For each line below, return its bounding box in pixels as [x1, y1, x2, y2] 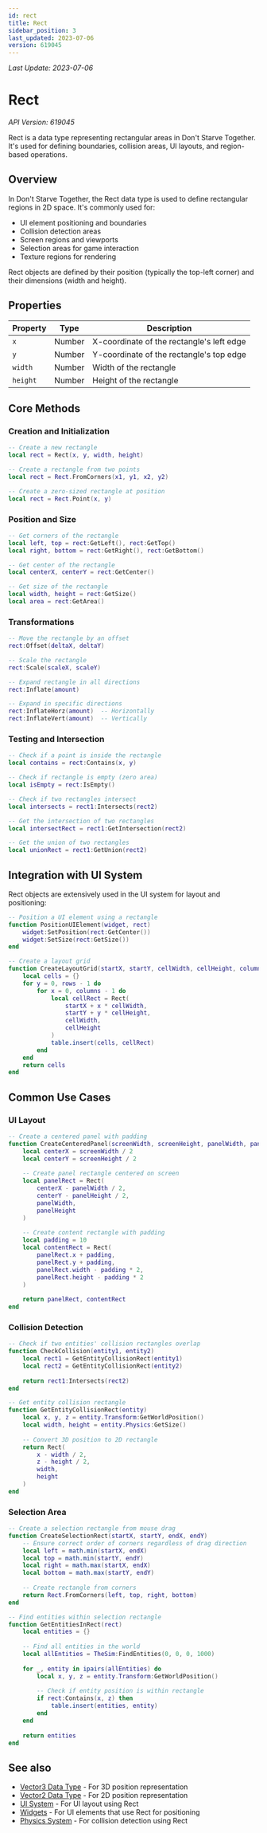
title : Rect [8, 19, 48, 27]
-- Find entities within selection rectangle [8, 1613, 161, 1621]
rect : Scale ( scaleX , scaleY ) [8, 663, 102, 672]
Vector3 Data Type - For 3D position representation [19, 1782, 188, 1792]
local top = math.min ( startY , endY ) [22, 1554, 145, 1562]
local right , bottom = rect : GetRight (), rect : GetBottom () [8, 547, 204, 555]
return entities [22, 1731, 77, 1740]
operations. [30, 150, 68, 159]
